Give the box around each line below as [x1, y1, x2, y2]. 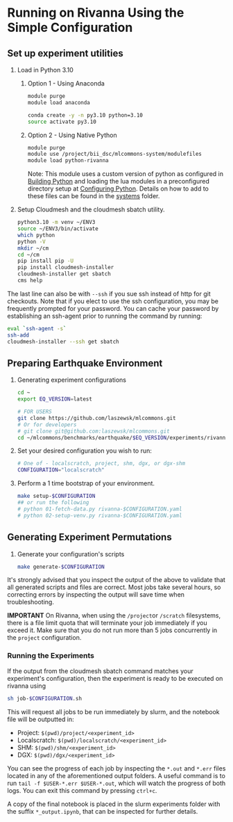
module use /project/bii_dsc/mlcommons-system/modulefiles [27, 151, 202, 158]
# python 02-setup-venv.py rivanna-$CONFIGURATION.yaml [17, 512, 182, 519]
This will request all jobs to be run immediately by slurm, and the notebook [7, 707, 220, 716]
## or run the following [17, 499, 89, 506]
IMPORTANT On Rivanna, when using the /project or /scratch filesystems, [7, 611, 221, 620]
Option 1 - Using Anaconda [27, 79, 105, 88]
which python [17, 232, 55, 239]
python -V [17, 238, 46, 245]
